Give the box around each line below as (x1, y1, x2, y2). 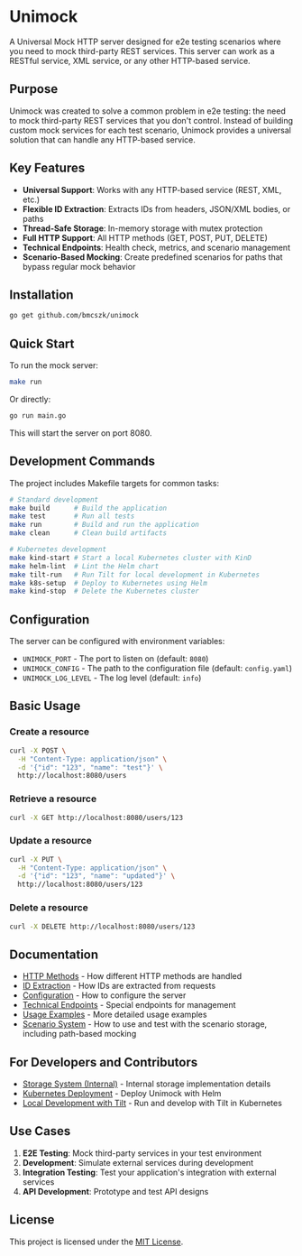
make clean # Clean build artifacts (9, 529, 168, 538)
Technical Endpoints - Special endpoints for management (22, 1000, 236, 1011)
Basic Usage (9, 698, 81, 714)
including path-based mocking (22, 1029, 137, 1039)
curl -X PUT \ (9, 854, 63, 863)
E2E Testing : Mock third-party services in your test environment (22, 1148, 262, 1159)
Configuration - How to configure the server (22, 990, 187, 1001)
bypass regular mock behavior (22, 261, 136, 272)
